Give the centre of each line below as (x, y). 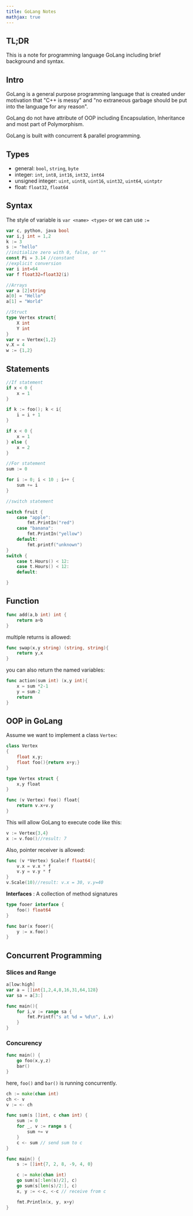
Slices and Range (31, 972)
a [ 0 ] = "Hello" (25, 296)
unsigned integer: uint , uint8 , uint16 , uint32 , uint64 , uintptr (89, 181)
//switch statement (30, 501)
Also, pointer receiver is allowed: (45, 850)
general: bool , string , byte (47, 168)
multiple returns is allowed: (39, 637)
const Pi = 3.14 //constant (40, 258)
